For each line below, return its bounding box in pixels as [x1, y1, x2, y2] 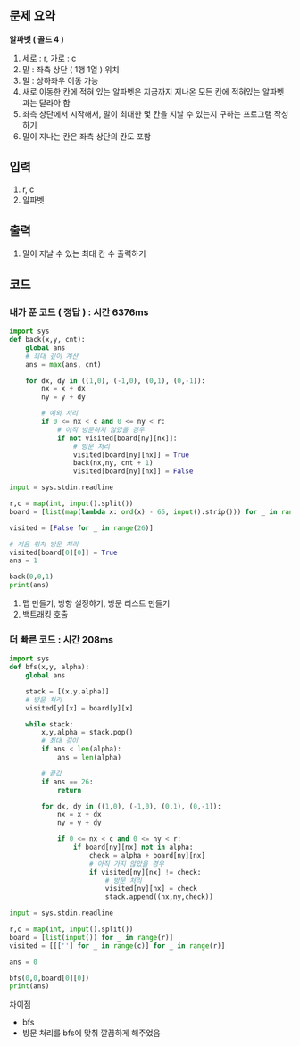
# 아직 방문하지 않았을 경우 [56, 425, 146, 435]
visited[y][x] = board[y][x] [25, 703, 134, 712]
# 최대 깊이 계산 [25, 352, 79, 361]
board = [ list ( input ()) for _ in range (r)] [9, 933, 174, 942]
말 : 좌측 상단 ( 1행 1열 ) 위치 [21, 63, 120, 74]
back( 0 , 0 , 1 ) [9, 572, 54, 582]
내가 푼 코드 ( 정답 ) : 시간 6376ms [9, 306, 149, 319]
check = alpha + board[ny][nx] [88, 851, 205, 859]
